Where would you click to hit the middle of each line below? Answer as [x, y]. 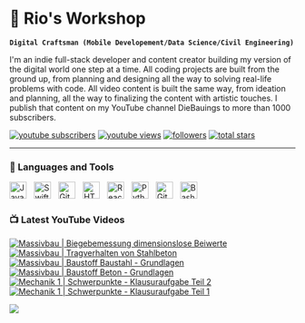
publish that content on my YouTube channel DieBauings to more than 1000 [150, 107]
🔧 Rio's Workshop [78, 19]
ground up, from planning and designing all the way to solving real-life [141, 78]
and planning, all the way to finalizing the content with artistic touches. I [143, 98]
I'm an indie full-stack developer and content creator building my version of [151, 59]
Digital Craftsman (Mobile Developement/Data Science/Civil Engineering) [152, 43]
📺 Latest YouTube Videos [67, 220]
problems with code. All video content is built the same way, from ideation [148, 88]
